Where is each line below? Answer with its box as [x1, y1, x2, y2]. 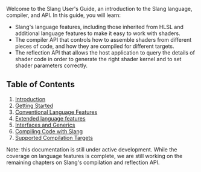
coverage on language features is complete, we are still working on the [6, 152, 183, 159]
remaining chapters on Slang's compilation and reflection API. [6, 159, 160, 166]
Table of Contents [6, 79, 75, 90]
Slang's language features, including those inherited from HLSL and [14, 24, 184, 30]
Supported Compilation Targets [14, 134, 94, 141]
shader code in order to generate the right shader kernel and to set [14, 56, 182, 62]
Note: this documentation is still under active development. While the [6, 145, 177, 153]
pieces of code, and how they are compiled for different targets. [14, 42, 174, 50]
